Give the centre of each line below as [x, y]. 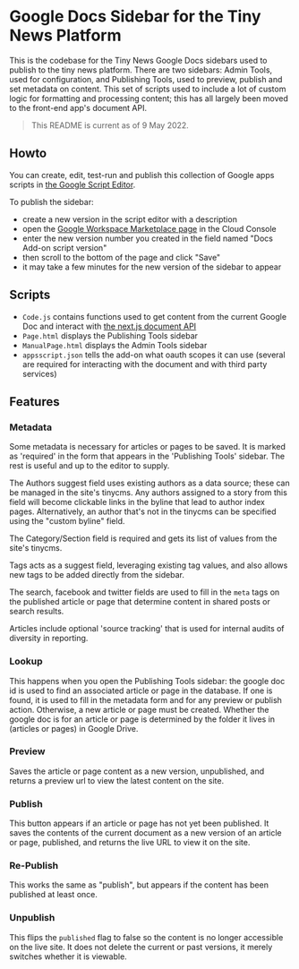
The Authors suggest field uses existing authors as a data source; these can [149, 483]
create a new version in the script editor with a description [129, 219]
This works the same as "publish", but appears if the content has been [139, 885]
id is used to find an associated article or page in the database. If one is [141, 690]
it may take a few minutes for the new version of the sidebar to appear [152, 267]
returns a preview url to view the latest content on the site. [117, 780]
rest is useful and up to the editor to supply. [90, 466]
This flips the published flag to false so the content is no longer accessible [146, 937]
